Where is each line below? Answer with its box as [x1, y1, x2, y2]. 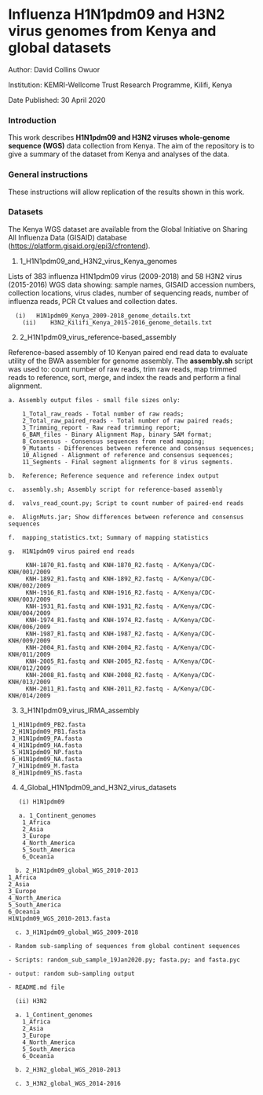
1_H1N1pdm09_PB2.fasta [11, 720, 86, 728]
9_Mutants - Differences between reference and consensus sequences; [22, 444, 255, 452]
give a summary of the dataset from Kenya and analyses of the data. [8, 149, 230, 159]
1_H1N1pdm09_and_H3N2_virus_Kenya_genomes [19, 256, 177, 266]
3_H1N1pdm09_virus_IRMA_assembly [19, 705, 140, 715]
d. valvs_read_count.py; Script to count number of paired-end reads [8, 499, 244, 507]
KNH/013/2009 [8, 678, 51, 686]
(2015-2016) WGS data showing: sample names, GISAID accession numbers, [8, 280, 256, 289]
